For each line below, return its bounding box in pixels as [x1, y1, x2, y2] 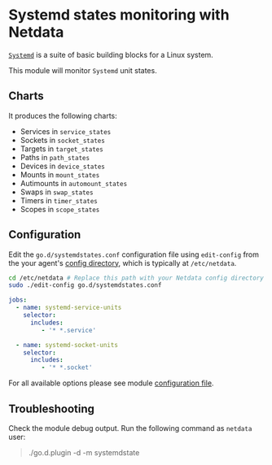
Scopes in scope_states [20, 204, 100, 214]
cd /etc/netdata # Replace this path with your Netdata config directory [8, 274, 265, 282]
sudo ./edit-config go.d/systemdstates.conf [8, 281, 162, 289]
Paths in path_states [20, 152, 90, 162]
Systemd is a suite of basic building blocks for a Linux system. [8, 50, 213, 59]
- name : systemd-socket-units [15, 341, 118, 349]
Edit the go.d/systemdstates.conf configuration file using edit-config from [8, 250, 259, 259]
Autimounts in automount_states [20, 178, 128, 188]
